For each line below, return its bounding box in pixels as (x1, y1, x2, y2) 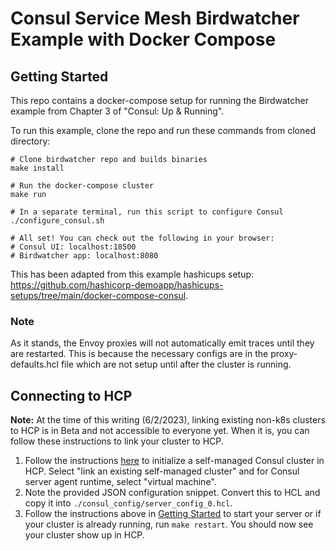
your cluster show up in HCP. (24, 529, 145, 541)
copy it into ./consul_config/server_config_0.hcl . (24, 497, 233, 509)
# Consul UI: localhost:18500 (10, 242, 137, 252)
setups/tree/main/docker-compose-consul (10, 290, 187, 301)
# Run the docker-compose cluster (10, 181, 155, 191)
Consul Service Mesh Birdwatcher (10, 7, 300, 30)
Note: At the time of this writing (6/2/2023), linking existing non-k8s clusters (10, 414, 326, 426)
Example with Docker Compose (10, 28, 277, 51)
